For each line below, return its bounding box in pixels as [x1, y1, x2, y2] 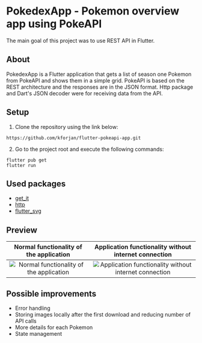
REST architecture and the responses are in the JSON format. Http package [6, 83, 194, 90]
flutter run [6, 162, 36, 168]
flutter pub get [6, 157, 47, 163]
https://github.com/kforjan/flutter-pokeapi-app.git [6, 134, 141, 141]
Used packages [6, 178, 66, 189]
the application [26, 250, 70, 259]
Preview [6, 225, 38, 235]
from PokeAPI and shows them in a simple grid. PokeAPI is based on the [6, 77, 185, 84]
